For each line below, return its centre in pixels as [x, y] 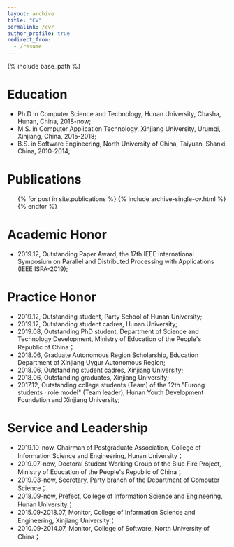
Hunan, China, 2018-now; [54, 121]
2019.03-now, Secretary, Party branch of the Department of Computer [118, 480]
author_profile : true [39, 33]
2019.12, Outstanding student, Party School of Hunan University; [110, 317]
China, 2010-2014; [44, 151]
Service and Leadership [78, 428]
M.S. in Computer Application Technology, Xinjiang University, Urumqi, [119, 129]
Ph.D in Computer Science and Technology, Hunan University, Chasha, [119, 113]
